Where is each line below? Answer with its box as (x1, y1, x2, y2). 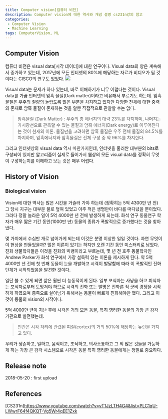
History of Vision (5, 172, 59, 181)
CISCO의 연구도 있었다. (18, 76, 64, 82)
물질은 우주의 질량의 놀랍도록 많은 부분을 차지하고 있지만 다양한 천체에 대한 (5, 99, 151, 105)
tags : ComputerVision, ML (5, 31, 59, 36)
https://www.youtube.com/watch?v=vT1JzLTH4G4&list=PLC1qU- (24, 403, 158, 409)
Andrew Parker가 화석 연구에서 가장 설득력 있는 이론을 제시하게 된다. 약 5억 (5, 254, 153, 260)
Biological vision (5, 187, 46, 194)
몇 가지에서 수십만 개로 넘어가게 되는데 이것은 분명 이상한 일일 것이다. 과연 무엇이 (5, 235, 162, 241)
